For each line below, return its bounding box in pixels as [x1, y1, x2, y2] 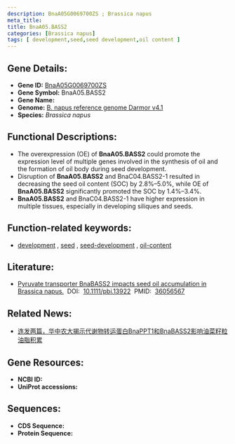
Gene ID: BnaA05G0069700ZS [17, 81, 107, 89]
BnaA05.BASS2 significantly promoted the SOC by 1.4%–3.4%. [17, 187, 202, 195]
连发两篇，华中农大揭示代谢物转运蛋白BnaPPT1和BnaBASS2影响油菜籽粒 [17, 327, 228, 335]
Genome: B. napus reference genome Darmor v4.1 [17, 103, 163, 112]
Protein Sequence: [17, 429, 74, 437]
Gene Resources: [7, 356, 84, 368]
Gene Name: [17, 95, 55, 104]
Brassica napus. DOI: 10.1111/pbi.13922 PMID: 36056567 [17, 287, 185, 295]
